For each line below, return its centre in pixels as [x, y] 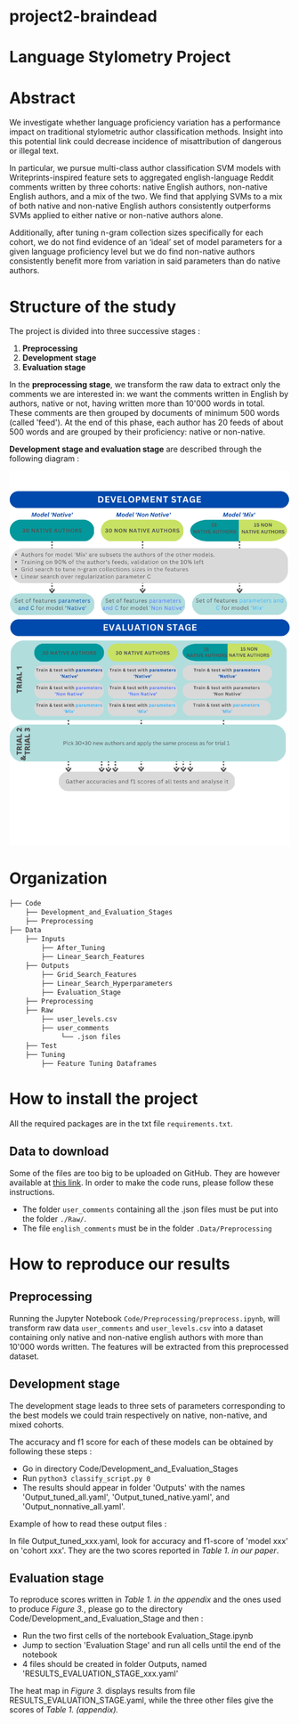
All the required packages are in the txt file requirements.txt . [121, 1123]
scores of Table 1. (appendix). [64, 1710]
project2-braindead [83, 16]
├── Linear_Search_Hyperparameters [107, 984]
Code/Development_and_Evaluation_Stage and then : [106, 1619]
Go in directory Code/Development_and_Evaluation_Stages [130, 1468]
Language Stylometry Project [120, 57]
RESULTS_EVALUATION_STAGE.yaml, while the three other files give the [141, 1700]
